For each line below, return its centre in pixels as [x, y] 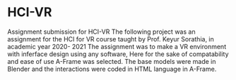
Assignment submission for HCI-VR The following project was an [101, 32]
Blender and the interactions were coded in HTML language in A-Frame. [112, 69]
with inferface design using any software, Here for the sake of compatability [118, 54]
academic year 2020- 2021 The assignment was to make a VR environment [117, 46]
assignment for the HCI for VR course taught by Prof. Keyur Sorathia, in [111, 39]
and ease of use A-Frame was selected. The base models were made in [112, 61]
